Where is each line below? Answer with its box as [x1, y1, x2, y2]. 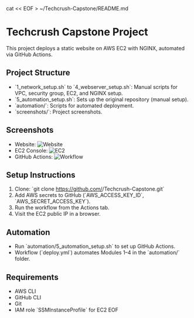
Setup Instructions [6, 170, 76, 180]
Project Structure [6, 68, 70, 78]
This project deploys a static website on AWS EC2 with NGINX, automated [6, 44, 185, 51]
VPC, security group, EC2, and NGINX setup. [14, 89, 123, 96]
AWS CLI [14, 288, 36, 295]
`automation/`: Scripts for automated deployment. [14, 102, 134, 109]
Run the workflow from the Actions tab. [14, 204, 110, 211]
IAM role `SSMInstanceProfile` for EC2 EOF [14, 306, 119, 313]
